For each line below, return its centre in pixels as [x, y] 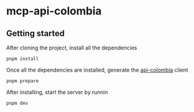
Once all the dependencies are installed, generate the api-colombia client [97, 70]
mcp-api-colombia [54, 11]
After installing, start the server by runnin [57, 92]
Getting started [36, 33]
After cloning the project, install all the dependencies [72, 48]
